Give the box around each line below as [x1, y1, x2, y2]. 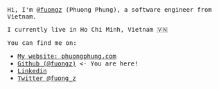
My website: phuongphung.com [17, 52, 116, 60]
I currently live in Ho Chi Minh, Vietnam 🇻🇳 [7, 26, 168, 33]
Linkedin [17, 67, 47, 75]
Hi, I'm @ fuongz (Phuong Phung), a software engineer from [7, 6, 213, 13]
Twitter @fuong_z [17, 75, 76, 82]
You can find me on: [7, 39, 78, 47]
